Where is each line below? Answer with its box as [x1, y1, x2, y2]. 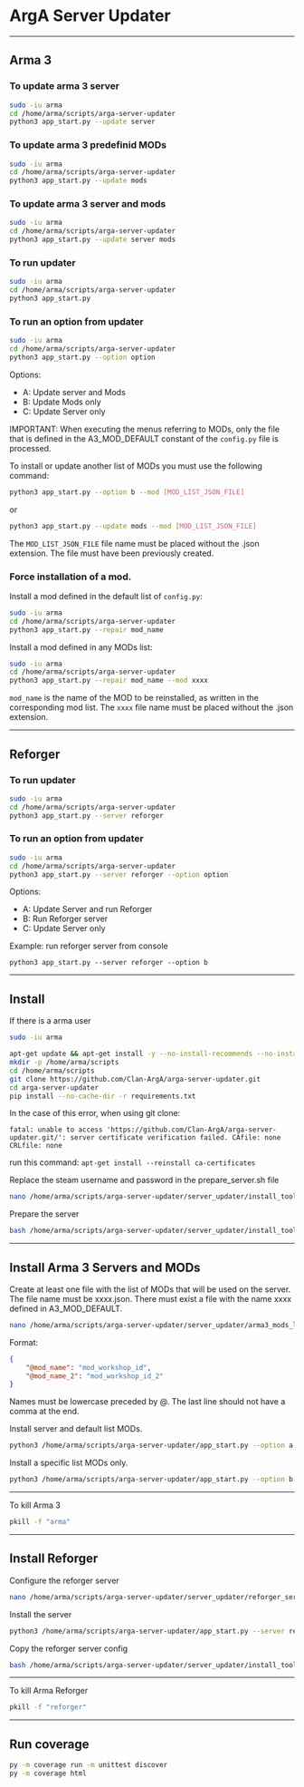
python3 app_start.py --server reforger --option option [9, 869, 229, 879]
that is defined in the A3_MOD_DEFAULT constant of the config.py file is [9, 432, 279, 444]
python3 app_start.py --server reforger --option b [9, 958, 208, 967]
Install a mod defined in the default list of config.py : [9, 590, 204, 601]
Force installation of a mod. [9, 570, 132, 583]
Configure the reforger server [9, 1575, 119, 1586]
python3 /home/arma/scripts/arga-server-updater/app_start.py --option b [9, 1475, 294, 1484]
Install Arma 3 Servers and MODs [9, 1259, 201, 1275]
